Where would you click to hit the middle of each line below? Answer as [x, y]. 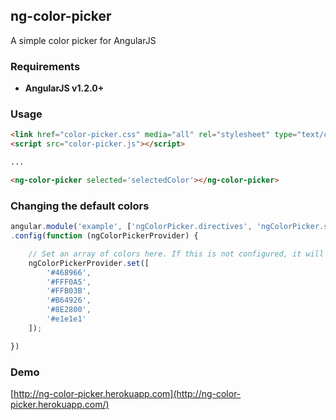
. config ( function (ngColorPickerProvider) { [104, 236]
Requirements [45, 66]
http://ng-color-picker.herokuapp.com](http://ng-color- [127, 393]
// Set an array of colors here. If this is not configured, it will [176, 254]
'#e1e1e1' [66, 319]
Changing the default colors [80, 206]
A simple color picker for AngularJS [83, 40]
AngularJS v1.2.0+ [64, 88]
